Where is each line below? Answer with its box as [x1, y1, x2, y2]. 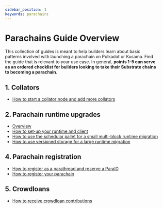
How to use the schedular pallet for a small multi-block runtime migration [12, 134, 158, 139]
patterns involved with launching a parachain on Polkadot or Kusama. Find [5, 54, 154, 60]
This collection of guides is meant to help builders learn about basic [5, 49, 141, 54]
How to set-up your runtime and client [12, 128, 88, 134]
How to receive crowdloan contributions [12, 198, 92, 204]
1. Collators [5, 83, 40, 91]
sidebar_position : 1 [5, 7, 47, 12]
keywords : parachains [5, 12, 49, 17]
